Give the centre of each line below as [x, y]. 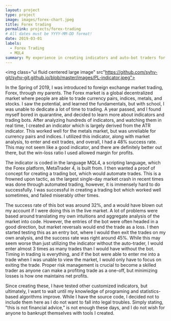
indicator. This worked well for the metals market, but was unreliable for [81, 131]
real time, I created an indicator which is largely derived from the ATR [78, 125]
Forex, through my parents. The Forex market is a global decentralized [79, 93]
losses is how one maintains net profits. [47, 276]
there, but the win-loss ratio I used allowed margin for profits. [70, 153]
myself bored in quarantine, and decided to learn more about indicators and [85, 115]
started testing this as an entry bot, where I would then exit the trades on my [86, 232]
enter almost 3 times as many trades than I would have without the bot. [80, 249]
